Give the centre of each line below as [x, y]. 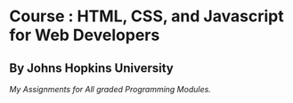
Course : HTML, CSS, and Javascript [146, 16]
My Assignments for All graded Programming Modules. [110, 89]
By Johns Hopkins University [91, 68]
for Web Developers [85, 35]
